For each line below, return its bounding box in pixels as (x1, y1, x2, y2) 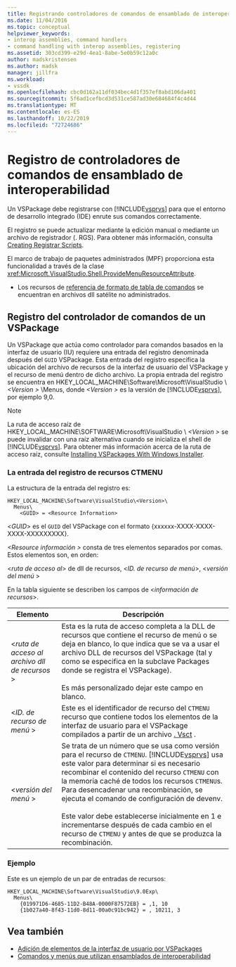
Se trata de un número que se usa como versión (61, 741, 220, 750)
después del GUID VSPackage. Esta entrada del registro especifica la (7, 356, 205, 364)
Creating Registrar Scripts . (7, 241, 84, 250)
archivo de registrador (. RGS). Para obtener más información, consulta (7, 233, 213, 242)
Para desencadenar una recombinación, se (61, 785, 203, 795)
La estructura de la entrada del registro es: (7, 483, 131, 492)
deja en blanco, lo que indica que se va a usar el (61, 639, 220, 648)
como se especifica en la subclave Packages (61, 656, 209, 666)
